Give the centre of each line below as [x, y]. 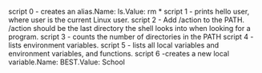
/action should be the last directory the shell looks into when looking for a [129, 28]
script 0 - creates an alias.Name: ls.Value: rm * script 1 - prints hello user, [129, 12]
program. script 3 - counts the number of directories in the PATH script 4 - [131, 36]
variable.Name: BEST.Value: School [67, 62]
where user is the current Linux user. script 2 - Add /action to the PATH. [127, 20]
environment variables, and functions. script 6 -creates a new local [119, 54]
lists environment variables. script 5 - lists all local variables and [114, 45]
